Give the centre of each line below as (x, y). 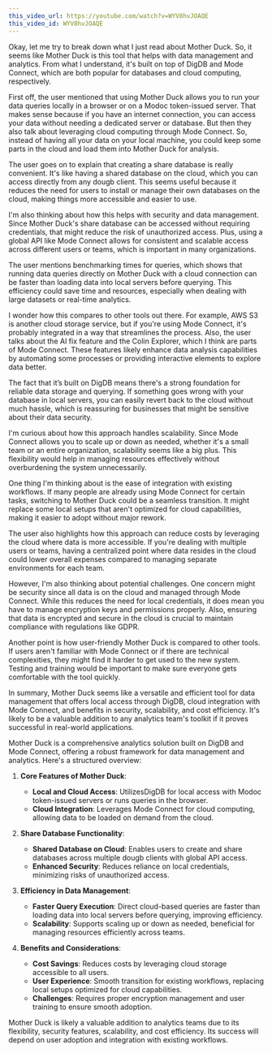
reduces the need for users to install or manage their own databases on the (134, 190)
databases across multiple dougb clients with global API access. (140, 857)
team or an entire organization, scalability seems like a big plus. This (123, 450)
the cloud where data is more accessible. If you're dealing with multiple (127, 542)
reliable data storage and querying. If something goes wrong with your (126, 391)
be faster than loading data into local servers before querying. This (120, 282)
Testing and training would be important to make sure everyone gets (123, 668)
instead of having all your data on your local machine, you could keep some (135, 140)
